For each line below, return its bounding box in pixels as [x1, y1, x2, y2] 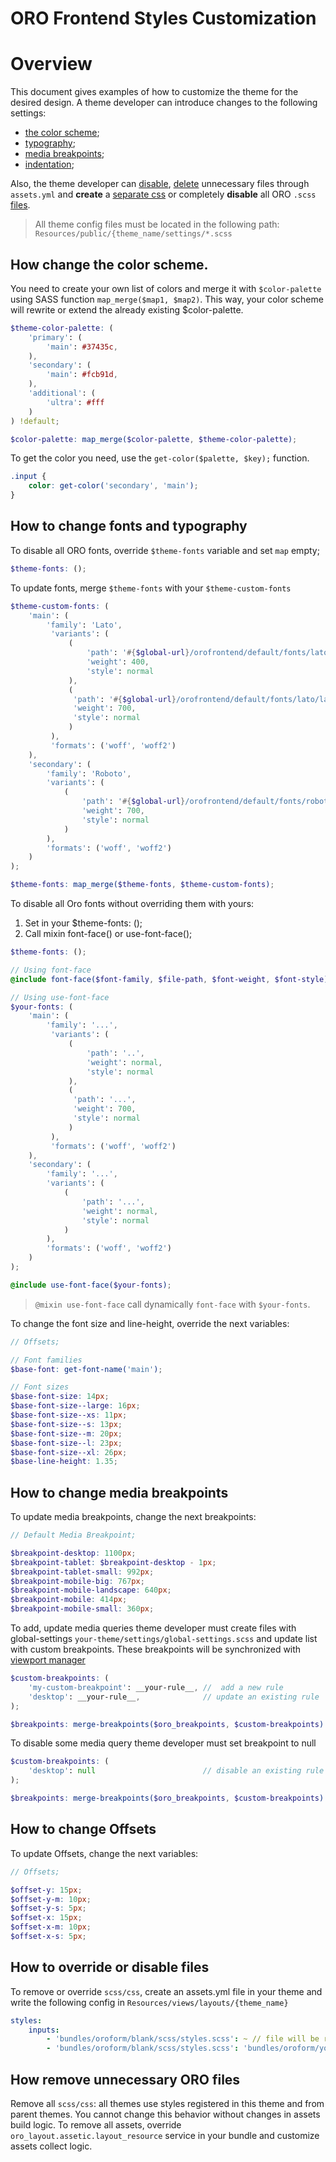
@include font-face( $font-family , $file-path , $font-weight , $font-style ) [10, 974, 329, 984]
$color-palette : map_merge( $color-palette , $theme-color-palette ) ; [10, 434, 298, 444]
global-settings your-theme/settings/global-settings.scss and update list [10, 1633, 318, 1645]
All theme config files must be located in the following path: [34, 218, 280, 231]
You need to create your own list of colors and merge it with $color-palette [10, 282, 322, 294]
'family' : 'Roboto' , [46, 768, 132, 779]
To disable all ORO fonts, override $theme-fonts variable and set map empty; [10, 544, 320, 556]
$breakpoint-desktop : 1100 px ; [10, 1548, 137, 1558]
